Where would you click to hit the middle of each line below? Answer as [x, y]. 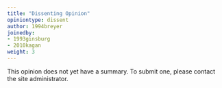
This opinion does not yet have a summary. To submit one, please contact [111, 71]
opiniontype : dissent [38, 20]
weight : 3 [21, 52]
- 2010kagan [24, 45]
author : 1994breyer [35, 26]
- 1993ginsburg [29, 39]
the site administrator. [38, 78]
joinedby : [21, 33]
